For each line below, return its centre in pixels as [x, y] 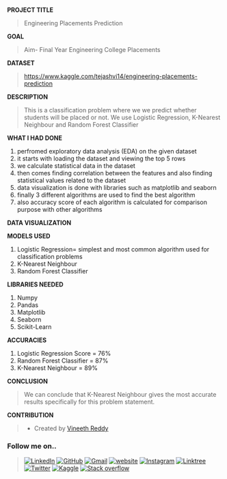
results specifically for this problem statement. [89, 402]
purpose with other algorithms [59, 209]
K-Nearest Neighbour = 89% [57, 368]
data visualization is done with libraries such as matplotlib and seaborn [117, 187]
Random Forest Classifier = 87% [63, 360]
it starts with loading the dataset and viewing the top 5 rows [101, 158]
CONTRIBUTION [30, 415]
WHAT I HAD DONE [35, 138]
